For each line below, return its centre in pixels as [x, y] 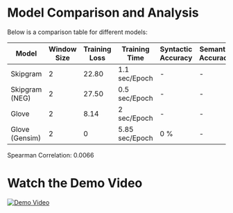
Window [62, 49]
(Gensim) [26, 138]
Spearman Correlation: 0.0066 [51, 155]
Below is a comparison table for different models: [77, 32]
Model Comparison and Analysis [103, 13]
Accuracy [176, 58]
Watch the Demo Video [75, 184]
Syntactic [176, 49]
